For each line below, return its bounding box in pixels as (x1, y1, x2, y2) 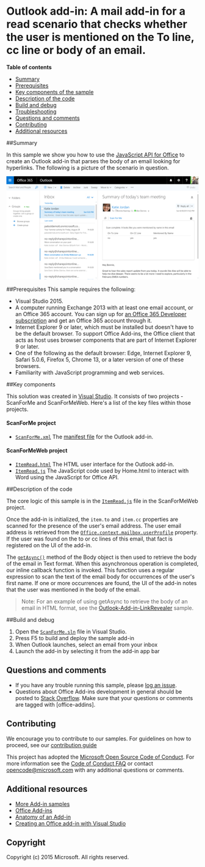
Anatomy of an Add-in (15, 813, 71, 821)
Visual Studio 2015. (15, 297, 63, 304)
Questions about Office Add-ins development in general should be (15, 688, 182, 695)
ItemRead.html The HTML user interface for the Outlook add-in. (15, 460, 174, 468)
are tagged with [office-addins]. (15, 701, 96, 708)
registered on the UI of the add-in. (6, 542, 93, 549)
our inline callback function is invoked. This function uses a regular (6, 567, 175, 574)
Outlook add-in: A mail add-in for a (6, 4, 186, 18)
